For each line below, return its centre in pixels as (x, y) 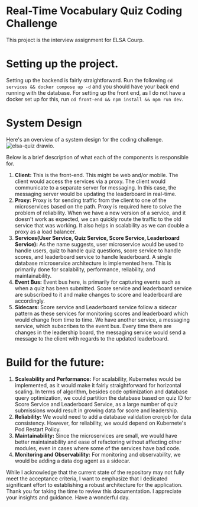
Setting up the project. (62, 64)
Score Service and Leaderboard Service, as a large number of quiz (96, 404)
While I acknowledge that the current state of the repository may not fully (95, 472)
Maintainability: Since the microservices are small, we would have (96, 435)
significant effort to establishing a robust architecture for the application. (95, 484)
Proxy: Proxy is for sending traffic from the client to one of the (90, 200)
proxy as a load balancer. (45, 232)
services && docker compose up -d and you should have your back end (93, 86)
